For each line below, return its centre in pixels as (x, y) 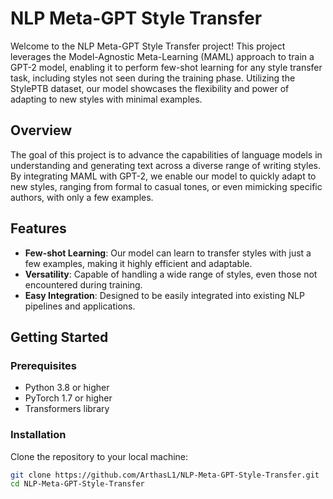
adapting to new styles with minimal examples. (106, 99)
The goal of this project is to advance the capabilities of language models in (166, 154)
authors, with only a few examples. (82, 197)
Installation (38, 435)
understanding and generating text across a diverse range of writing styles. (165, 165)
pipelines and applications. (80, 306)
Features (38, 228)
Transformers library (67, 409)
